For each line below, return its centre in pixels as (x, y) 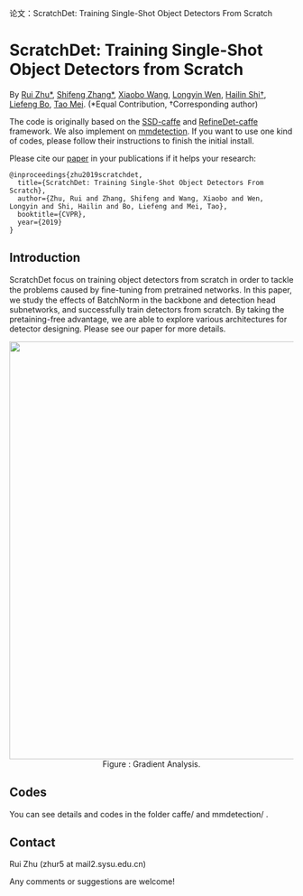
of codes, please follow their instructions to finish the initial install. (132, 140)
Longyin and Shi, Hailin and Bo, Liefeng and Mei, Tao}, (119, 206)
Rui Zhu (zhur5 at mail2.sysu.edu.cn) (78, 864)
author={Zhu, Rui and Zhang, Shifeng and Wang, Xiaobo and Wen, (141, 198)
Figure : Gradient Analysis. (151, 764)
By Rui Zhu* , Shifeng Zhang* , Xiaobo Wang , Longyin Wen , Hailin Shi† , (138, 94)
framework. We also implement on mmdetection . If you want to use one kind (151, 131)
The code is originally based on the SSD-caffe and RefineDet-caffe (134, 121)
